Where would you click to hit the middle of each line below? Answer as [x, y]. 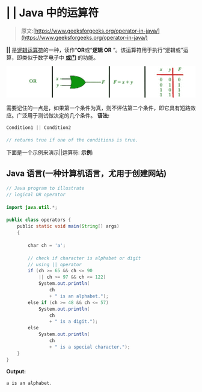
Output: [16, 371]
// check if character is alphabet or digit [84, 258]
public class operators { [38, 220]
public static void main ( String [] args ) [68, 226]
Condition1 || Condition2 [38, 128]
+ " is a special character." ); [90, 347]
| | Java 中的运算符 [53, 13]
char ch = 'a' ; [47, 245]
